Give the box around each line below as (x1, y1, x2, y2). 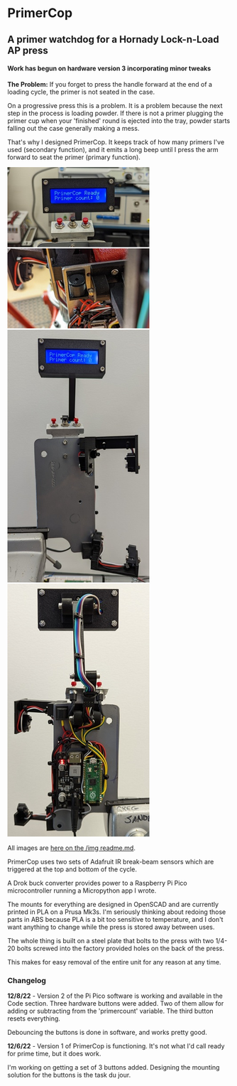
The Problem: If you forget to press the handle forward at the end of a (7, 80, 213, 88)
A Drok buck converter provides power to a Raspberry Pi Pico (7, 878, 187, 887)
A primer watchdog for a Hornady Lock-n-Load (7, 33, 219, 45)
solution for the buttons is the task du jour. (7, 1071, 131, 1080)
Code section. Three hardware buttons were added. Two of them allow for (7, 999, 224, 1008)
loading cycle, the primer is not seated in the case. (7, 87, 155, 96)
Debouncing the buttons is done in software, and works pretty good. (7, 1028, 207, 1037)
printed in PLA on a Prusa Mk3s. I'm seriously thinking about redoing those (7, 908, 226, 916)
